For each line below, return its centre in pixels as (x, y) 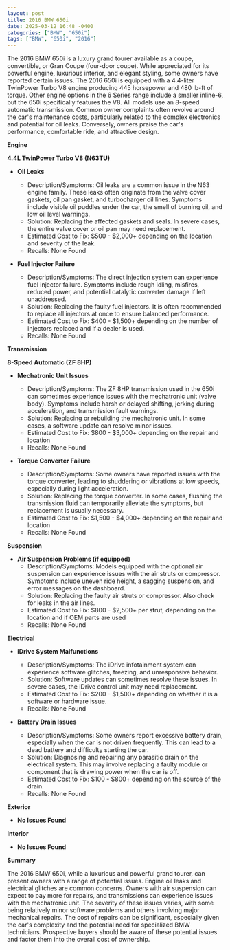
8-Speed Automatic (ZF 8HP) (49, 362)
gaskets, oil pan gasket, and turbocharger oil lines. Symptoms (115, 199)
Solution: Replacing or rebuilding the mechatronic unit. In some (116, 418)
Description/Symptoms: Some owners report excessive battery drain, (125, 736)
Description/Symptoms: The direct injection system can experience (123, 277)
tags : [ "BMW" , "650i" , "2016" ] (52, 39)
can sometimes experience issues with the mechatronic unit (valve (122, 397)
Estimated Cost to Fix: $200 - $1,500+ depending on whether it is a (123, 694)
